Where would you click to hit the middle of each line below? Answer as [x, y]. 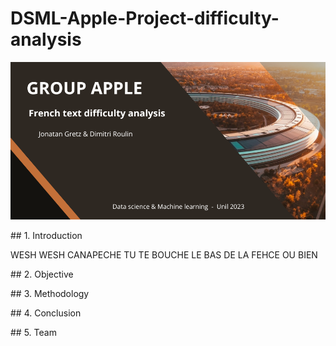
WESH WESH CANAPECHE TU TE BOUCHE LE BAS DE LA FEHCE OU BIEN [164, 254]
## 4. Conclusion [46, 313]
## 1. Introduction [46, 235]
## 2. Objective [42, 274]
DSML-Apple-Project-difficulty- [145, 18]
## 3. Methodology [50, 293]
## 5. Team [33, 332]
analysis [46, 39]
